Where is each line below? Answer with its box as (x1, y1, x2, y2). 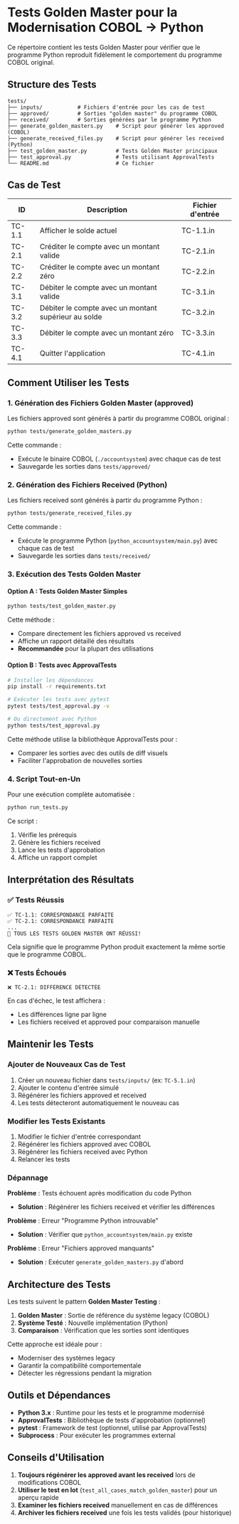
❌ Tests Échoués (7, 968, 67, 978)
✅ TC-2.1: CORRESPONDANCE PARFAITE (7, 917, 115, 924)
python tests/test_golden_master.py (7, 602, 116, 610)
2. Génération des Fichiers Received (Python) (7, 480, 168, 490)
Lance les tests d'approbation (17, 846, 105, 854)
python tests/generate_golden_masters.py (7, 428, 132, 435)
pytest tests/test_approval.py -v (7, 703, 110, 710)
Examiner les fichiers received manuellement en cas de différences (17, 1501, 218, 1509)
